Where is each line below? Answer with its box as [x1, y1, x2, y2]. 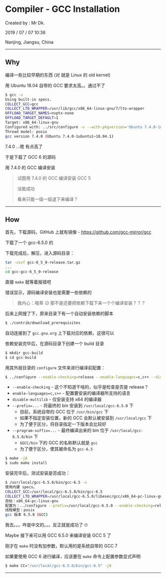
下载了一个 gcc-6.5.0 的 [5, 239, 53, 246]
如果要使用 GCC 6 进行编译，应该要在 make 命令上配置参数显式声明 [5, 554, 141, 560]
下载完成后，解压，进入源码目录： [5, 250, 75, 256]
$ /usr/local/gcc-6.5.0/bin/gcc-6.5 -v [5, 480, 87, 485]
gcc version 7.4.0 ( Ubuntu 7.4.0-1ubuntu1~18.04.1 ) [5, 134, 114, 139]
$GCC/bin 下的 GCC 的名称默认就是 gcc [19, 440, 98, 446]
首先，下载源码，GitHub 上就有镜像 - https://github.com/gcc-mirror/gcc [5, 229, 152, 235]
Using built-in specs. [5, 97, 52, 102]
